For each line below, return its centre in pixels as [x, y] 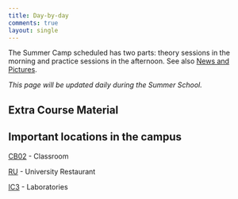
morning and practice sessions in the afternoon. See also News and [119, 61]
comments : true [33, 23]
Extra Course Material [63, 110]
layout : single [33, 30]
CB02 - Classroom [38, 156]
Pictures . [23, 70]
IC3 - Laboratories [38, 186]
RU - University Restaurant [52, 171]
